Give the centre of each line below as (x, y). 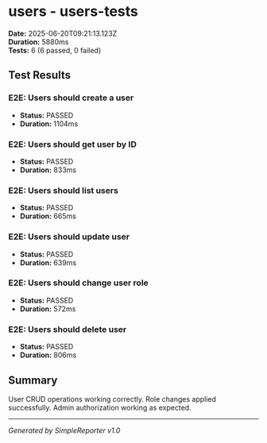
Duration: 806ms (48, 355)
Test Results (40, 75)
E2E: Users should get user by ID (73, 144)
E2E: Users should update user (69, 237)
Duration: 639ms (48, 262)
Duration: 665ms (48, 216)
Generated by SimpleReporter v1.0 (64, 430)
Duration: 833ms (48, 170)
